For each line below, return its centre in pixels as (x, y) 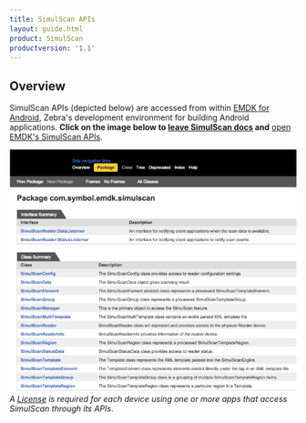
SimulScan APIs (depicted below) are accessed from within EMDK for (140, 108)
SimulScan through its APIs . (61, 408)
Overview (38, 86)
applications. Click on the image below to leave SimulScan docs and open (150, 127)
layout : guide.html (46, 29)
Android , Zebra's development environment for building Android (129, 117)
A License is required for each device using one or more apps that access (148, 399)
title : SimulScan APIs (52, 19)
